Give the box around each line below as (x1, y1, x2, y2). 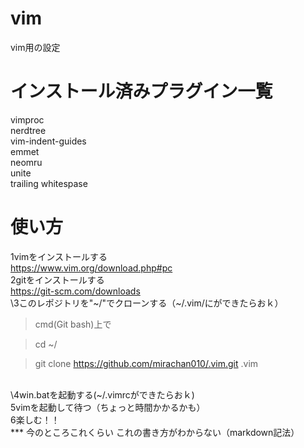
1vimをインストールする (10, 250, 108, 262)
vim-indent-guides (10, 135, 87, 147)
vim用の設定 (10, 41, 61, 53)
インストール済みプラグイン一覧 (10, 80, 273, 103)
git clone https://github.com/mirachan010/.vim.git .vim (34, 357, 259, 369)
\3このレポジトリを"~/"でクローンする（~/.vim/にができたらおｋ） (10, 297, 284, 309)
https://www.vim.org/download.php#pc (10, 262, 173, 274)
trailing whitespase (10, 177, 88, 189)
